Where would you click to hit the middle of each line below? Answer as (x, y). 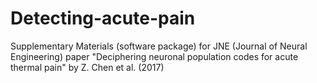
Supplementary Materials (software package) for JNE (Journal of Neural (159, 46)
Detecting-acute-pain (103, 18)
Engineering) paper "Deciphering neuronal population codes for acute (154, 56)
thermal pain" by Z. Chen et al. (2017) (87, 67)
